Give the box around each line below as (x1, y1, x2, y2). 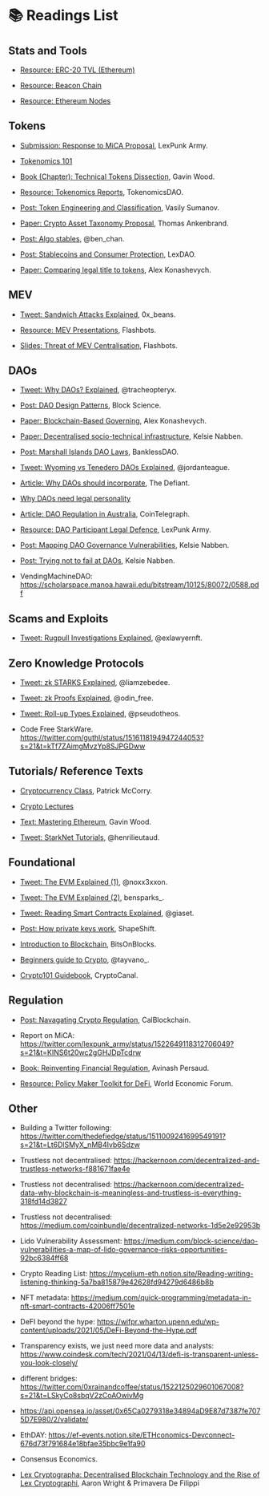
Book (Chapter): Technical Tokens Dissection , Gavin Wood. (19, 172, 215, 181)
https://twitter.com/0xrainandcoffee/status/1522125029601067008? (19, 1382, 244, 1392)
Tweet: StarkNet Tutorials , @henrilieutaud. (19, 832, 160, 842)
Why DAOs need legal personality (19, 494, 131, 504)
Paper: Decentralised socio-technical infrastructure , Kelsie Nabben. (19, 432, 243, 441)
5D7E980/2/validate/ (19, 1415, 89, 1425)
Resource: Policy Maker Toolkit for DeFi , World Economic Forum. (19, 1078, 234, 1088)
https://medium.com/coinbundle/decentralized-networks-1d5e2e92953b (19, 1221, 261, 1230)
